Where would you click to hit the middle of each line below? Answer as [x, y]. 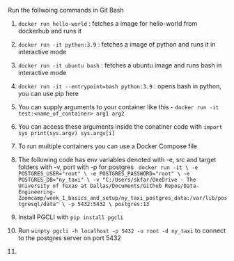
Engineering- [37, 192]
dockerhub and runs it [50, 31]
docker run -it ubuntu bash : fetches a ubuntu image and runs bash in [120, 65]
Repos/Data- [182, 186]
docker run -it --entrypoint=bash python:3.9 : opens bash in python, [119, 86]
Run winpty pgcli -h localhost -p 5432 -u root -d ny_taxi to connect [122, 230]
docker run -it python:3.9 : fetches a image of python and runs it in [117, 44]
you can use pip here [48, 94]
